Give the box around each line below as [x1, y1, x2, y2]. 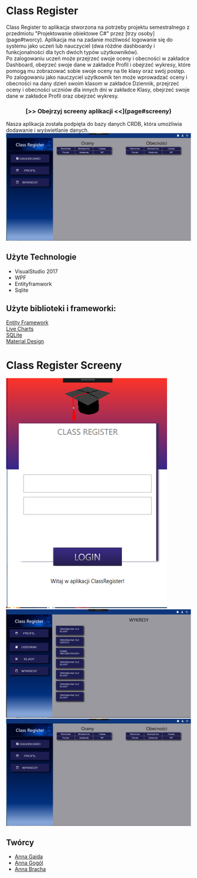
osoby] [137, 29, 155, 36]
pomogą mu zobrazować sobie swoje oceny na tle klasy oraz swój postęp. [6, 67, 186, 74]
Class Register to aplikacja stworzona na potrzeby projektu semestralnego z [6, 24, 190, 31]
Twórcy [6, 837, 34, 847]
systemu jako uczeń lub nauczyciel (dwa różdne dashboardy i [6, 42, 155, 49]
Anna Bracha [14, 866, 46, 873]
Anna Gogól [14, 859, 44, 866]
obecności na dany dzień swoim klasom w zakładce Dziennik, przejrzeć [6, 79, 179, 87]
